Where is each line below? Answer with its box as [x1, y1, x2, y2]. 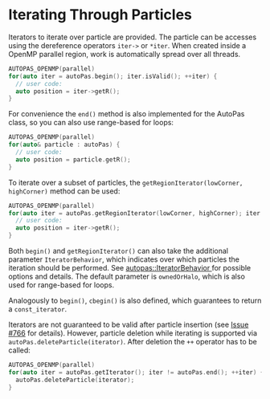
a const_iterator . [8, 304, 67, 314]
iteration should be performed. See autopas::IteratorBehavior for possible [8, 263, 252, 273]
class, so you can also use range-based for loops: [8, 118, 174, 128]
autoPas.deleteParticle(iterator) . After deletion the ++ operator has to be [8, 337, 257, 347]
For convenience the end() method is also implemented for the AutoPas [8, 109, 245, 119]
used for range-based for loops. [8, 280, 115, 290]
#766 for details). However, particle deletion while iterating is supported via [8, 328, 258, 338]
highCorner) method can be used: [8, 186, 121, 196]
